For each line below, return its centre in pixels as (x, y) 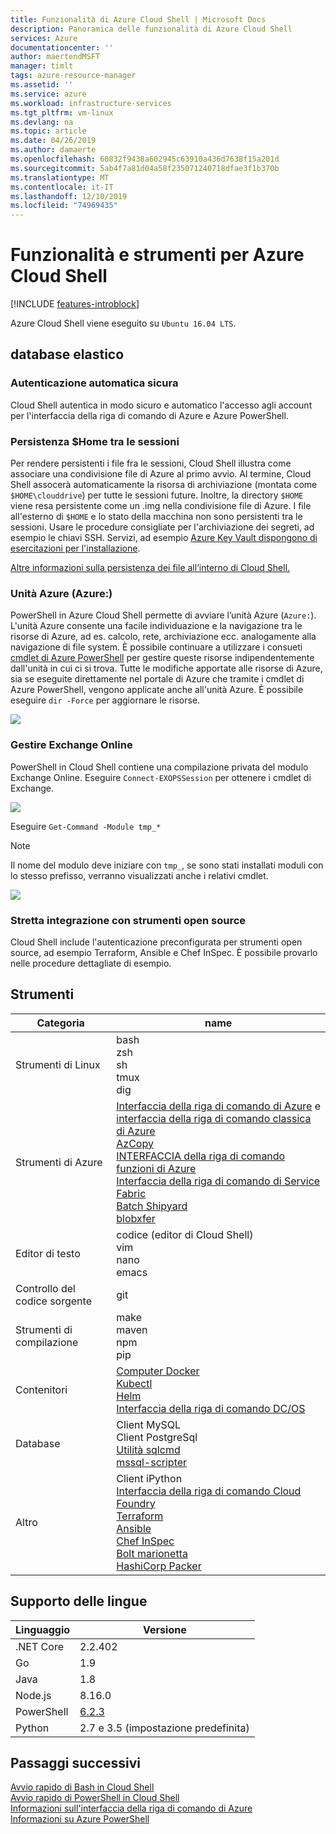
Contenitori (41, 1389)
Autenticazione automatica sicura (94, 383)
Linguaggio (43, 1629)
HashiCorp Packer (159, 1566)
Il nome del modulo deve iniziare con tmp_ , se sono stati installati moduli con (167, 865)
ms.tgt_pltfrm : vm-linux (62, 112)
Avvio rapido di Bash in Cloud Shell (82, 1787)
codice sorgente (53, 1301)
